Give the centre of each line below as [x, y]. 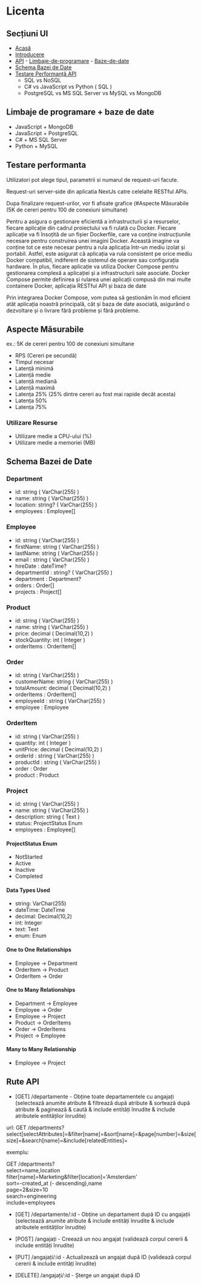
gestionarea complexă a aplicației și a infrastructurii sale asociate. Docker [98, 273]
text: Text [27, 929]
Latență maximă [35, 388]
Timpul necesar [34, 362]
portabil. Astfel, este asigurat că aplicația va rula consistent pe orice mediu [99, 253]
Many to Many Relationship [41, 1049]
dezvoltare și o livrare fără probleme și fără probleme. [73, 310]
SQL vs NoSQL [43, 80]
